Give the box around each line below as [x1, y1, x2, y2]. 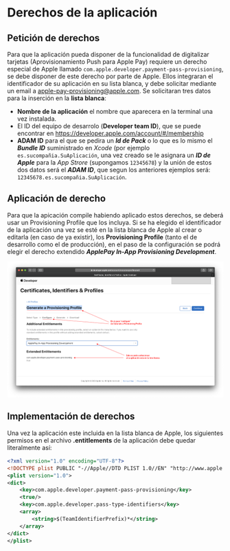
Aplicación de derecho [7, 193, 106, 204]
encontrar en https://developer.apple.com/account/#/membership [16, 129, 204, 137]
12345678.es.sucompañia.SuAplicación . [16, 173, 127, 181]
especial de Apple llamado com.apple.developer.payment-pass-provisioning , [7, 65, 224, 73]
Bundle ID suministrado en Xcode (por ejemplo [16, 144, 150, 152]
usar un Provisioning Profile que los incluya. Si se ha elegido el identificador [7, 218, 222, 226]
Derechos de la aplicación [7, 5, 158, 21]
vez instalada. [16, 115, 57, 123]
